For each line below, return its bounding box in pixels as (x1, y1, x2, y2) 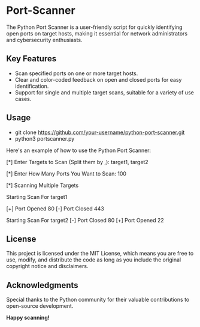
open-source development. (6, 302, 74, 310)
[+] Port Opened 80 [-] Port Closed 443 (6, 205, 105, 212)
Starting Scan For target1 (6, 193, 68, 200)
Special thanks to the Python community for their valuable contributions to (6, 296, 190, 304)
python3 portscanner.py (14, 135, 75, 142)
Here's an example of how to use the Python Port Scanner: (6, 147, 151, 154)
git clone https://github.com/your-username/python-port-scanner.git (14, 129, 185, 136)
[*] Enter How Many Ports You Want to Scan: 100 (6, 170, 127, 177)
